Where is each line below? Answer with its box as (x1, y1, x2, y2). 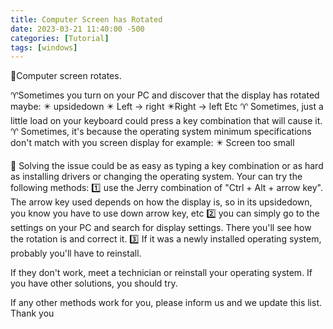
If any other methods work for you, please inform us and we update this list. (10, 297, 323, 309)
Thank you (10, 307, 55, 320)
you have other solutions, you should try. (10, 277, 178, 290)
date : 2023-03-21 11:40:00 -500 (10, 24, 145, 34)
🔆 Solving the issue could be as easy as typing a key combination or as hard (10, 160, 324, 172)
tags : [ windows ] (10, 42, 78, 53)
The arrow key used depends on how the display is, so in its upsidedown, (10, 196, 313, 208)
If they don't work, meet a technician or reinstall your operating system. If (10, 267, 313, 279)
